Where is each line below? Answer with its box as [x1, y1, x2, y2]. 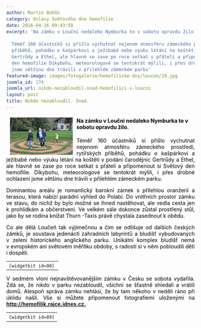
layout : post [6, 92, 39, 98]
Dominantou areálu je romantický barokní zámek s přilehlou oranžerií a [6, 187, 195, 194]
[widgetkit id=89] [8, 314, 55, 320]
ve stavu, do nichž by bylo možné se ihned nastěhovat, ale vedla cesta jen [6, 199, 195, 206]
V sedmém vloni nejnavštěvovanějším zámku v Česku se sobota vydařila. [6, 275, 195, 283]
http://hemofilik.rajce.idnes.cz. [6, 300, 87, 308]
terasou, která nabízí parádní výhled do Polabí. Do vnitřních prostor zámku [6, 193, 195, 201]
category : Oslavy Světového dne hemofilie [6, 16, 114, 22]
